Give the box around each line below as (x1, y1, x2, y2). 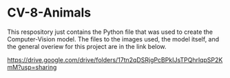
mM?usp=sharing (7, 63, 57, 71)
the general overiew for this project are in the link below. (7, 42, 167, 50)
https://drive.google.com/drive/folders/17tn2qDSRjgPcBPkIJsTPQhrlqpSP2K (7, 55, 223, 64)
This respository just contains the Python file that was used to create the (7, 28, 213, 36)
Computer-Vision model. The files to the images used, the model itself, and (7, 35, 220, 43)
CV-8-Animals (7, 5, 92, 21)
